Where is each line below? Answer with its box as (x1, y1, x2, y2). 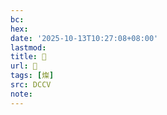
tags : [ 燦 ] (10, 71, 55, 81)
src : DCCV (10, 80, 52, 90)
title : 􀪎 (10, 52, 47, 62)
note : (10, 89, 33, 99)
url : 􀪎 (10, 61, 38, 71)
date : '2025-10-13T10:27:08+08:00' (10, 33, 159, 43)
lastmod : (10, 42, 47, 53)
